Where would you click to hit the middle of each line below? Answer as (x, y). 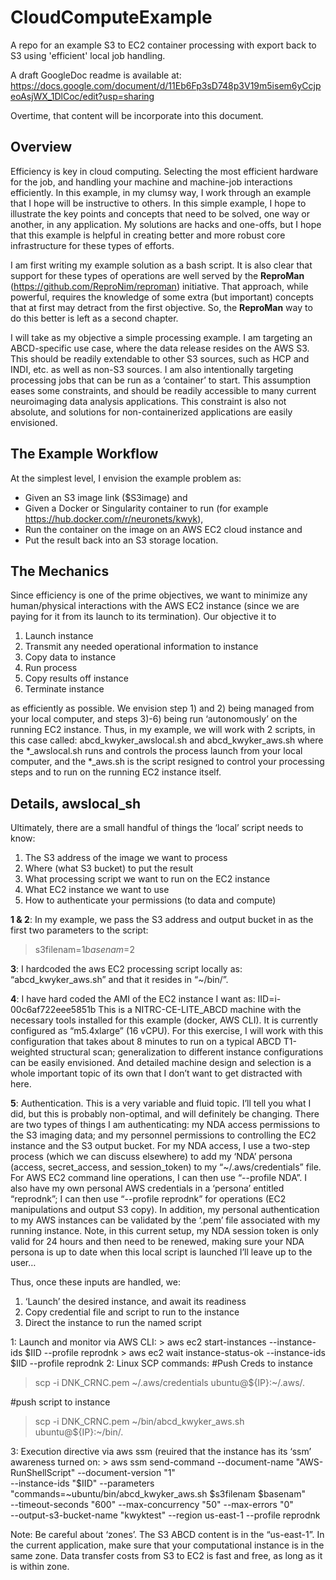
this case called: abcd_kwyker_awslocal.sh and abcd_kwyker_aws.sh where (167, 740)
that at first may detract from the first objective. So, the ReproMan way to (161, 307)
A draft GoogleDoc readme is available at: (96, 75)
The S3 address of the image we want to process (126, 858)
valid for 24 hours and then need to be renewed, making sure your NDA (157, 1242)
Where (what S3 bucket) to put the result (109, 868)
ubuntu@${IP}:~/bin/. (79, 1432)
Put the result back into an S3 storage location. (121, 540)
